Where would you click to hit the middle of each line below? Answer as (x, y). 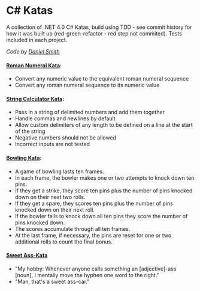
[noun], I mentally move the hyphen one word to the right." (87, 275)
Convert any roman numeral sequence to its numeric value (87, 85)
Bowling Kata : (24, 158)
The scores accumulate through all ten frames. (72, 228)
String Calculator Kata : (35, 99)
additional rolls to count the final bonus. (63, 242)
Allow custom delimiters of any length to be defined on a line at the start (104, 125)
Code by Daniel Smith (33, 51)
